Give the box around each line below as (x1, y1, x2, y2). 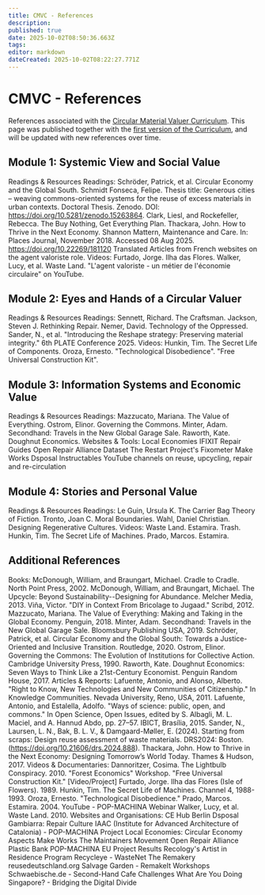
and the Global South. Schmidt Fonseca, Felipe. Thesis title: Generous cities (8, 185, 256, 195)
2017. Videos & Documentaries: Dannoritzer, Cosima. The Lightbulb (8, 760, 227, 769)
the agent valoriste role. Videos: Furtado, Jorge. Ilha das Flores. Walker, (8, 252, 241, 262)
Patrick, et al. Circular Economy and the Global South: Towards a (8, 634, 219, 643)
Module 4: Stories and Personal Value (8, 484, 198, 499)
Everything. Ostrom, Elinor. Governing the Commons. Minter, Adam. (8, 420, 228, 430)
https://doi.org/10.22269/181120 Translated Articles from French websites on (8, 244, 258, 253)
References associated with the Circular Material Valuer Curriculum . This (8, 116, 245, 125)
